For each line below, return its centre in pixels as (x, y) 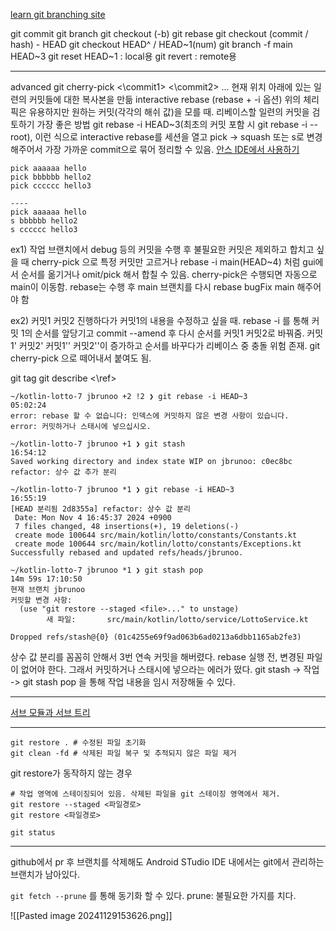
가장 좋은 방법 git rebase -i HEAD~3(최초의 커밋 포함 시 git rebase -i (172, 124)
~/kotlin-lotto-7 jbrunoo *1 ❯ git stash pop (106, 570)
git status (33, 833)
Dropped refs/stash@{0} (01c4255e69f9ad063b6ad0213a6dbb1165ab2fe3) (156, 637)
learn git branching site (58, 14)
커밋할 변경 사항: (41, 600)
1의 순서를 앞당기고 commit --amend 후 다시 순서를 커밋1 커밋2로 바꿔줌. (162, 333)
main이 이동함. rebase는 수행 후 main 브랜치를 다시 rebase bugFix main (152, 287)
